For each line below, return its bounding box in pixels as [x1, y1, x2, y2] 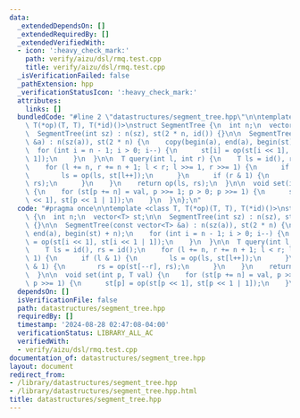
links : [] [25, 104, 62, 113]
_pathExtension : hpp [17, 79, 94, 88]
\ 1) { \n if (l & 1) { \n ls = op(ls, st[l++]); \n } [25, 254, 290, 263]
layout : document [9, 362, 74, 371]
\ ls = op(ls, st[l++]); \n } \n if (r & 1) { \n [25, 171, 270, 180]
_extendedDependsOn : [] [17, 21, 105, 30]
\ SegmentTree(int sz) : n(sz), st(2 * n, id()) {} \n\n [25, 130, 242, 138]
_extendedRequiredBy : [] [17, 29, 110, 38]
